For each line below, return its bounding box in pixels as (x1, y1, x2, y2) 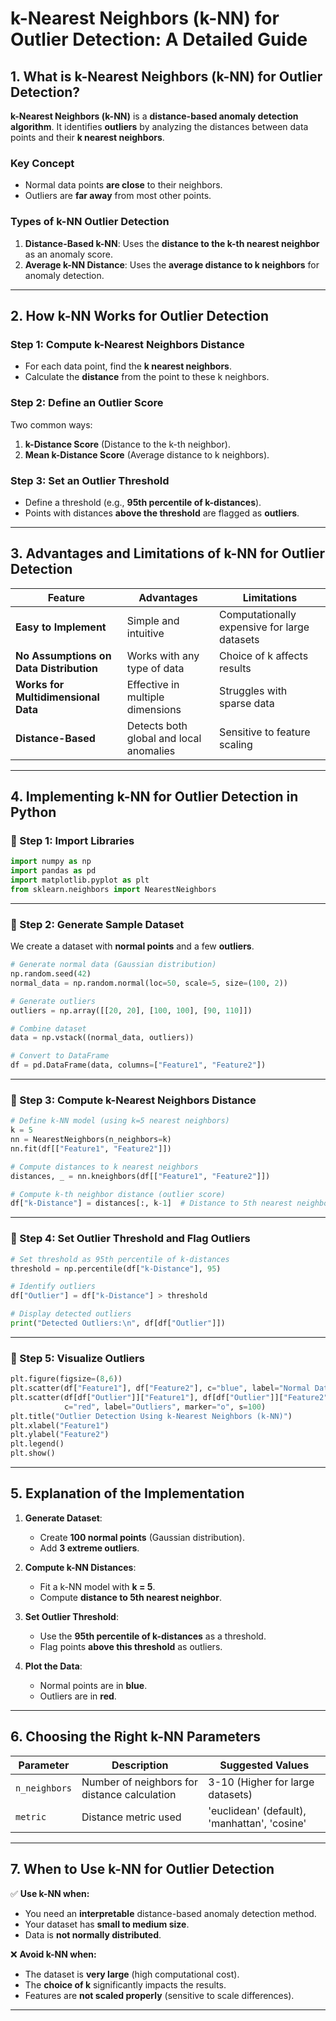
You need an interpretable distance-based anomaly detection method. (24, 1907, 317, 1919)
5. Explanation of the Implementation (10, 1485, 245, 1502)
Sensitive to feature (219, 725, 311, 739)
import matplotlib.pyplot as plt (10, 875, 150, 886)
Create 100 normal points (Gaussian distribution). (39, 1531, 245, 1543)
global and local (126, 731, 202, 745)
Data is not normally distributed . (24, 1928, 162, 1941)
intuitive (126, 626, 165, 640)
